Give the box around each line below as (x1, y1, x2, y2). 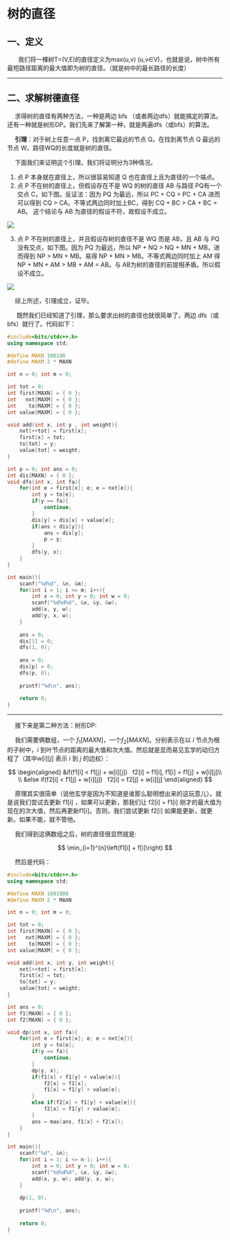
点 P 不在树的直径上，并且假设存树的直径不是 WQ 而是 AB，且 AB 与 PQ (16, 234, 220, 243)
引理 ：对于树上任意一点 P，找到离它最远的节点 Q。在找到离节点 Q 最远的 (14, 135, 221, 143)
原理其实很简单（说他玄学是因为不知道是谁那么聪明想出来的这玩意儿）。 (14, 789, 216, 798)
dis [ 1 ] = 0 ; (19, 638, 53, 644)
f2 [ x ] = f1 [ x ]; (43, 1080, 88, 1087)
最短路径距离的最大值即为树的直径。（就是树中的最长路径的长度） (7, 64, 190, 72)
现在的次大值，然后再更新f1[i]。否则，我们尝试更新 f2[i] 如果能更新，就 (7, 807, 207, 815)
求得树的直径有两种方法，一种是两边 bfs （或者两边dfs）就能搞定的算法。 (14, 111, 222, 120)
